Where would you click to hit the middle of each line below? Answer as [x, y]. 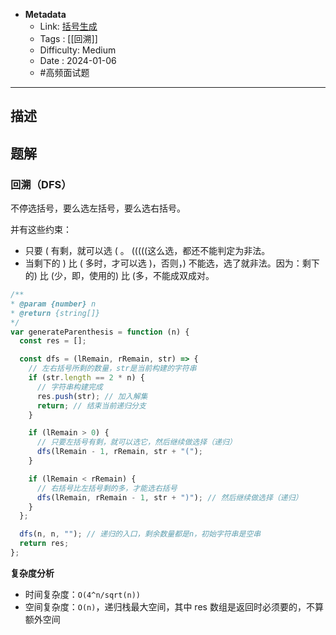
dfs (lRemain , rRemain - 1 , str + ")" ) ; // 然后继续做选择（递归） [169, 497]
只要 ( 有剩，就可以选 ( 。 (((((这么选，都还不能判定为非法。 [147, 251]
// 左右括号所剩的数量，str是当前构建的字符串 [112, 369]
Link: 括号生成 [68, 26]
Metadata [45, 14]
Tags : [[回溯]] [68, 38]
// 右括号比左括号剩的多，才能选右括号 [107, 488]
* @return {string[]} [55, 313]
